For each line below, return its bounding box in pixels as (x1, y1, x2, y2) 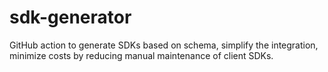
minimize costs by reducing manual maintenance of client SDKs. (9, 49, 274, 61)
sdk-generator (9, 6, 132, 29)
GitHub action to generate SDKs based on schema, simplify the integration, (9, 39, 319, 51)
